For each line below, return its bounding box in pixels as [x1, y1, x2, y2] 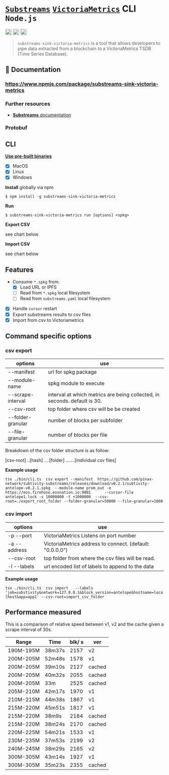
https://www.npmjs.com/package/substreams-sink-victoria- [5, 81, 158, 88]
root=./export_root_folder [5, 499, 62, 504]
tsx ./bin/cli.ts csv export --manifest [5, 477, 94, 482]
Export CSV [5, 222, 30, 228]
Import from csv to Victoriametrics [12, 317, 84, 323]
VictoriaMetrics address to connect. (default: [43, 540, 150, 547]
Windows [12, 174, 32, 180]
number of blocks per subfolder [47, 417, 123, 424]
